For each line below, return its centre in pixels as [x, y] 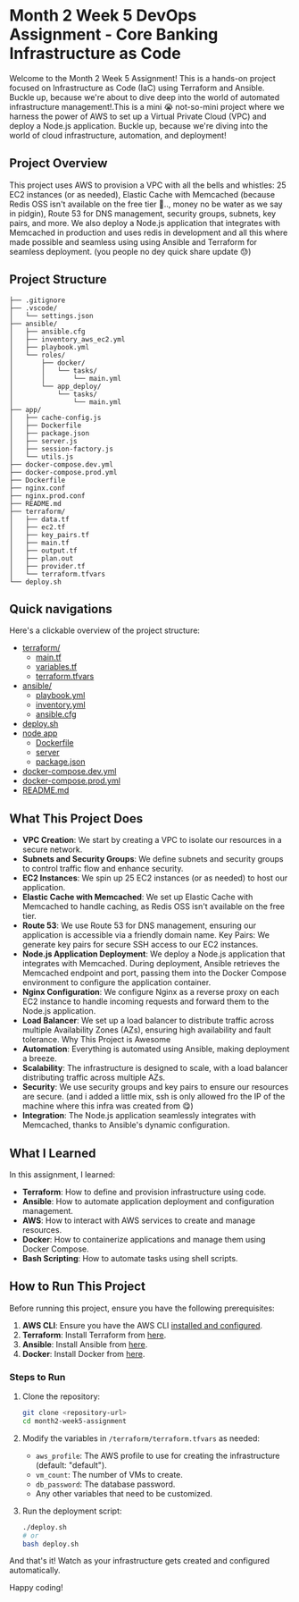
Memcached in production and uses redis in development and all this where [149, 232]
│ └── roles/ [37, 355]
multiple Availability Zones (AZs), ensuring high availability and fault [146, 1030]
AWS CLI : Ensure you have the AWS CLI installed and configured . [142, 1325]
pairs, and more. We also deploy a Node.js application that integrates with [145, 223]
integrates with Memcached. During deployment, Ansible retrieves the [151, 964]
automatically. [35, 1571]
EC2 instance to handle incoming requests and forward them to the [145, 1001]
